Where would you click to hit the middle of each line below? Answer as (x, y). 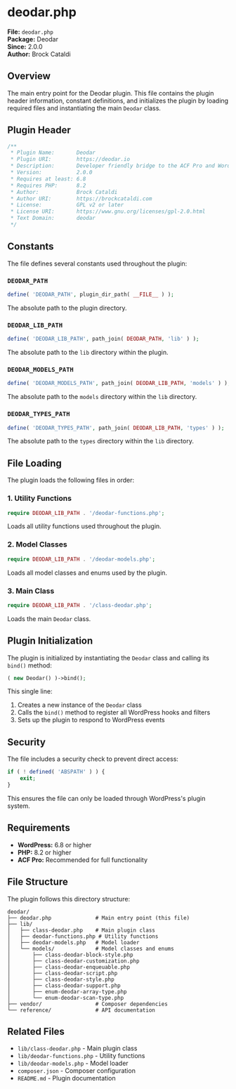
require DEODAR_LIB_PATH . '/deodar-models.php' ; (81, 559)
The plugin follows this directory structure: (69, 899)
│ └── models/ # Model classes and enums (91, 948)
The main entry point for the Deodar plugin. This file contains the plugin (111, 93)
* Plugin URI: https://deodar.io (70, 159)
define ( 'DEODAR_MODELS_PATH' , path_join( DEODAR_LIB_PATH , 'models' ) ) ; (119, 384)
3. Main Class (31, 591)
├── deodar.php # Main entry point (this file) (99, 918)
